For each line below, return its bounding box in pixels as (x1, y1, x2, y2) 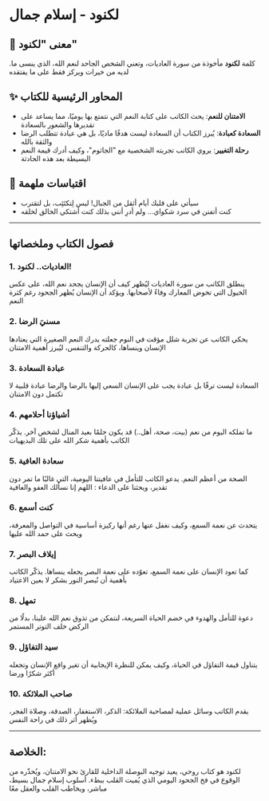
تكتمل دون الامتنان (9, 389, 64, 398)
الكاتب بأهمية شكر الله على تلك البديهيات (9, 436, 130, 445)
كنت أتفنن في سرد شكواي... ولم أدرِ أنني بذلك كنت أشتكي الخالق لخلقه (20, 206, 232, 216)
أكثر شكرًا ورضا (9, 668, 55, 677)
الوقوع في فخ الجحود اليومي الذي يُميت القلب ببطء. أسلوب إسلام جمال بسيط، (9, 775, 240, 784)
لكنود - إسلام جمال (9, 6, 120, 24)
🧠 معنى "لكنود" (9, 37, 78, 51)
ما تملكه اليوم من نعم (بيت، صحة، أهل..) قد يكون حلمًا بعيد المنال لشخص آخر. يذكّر (9, 427, 253, 436)
